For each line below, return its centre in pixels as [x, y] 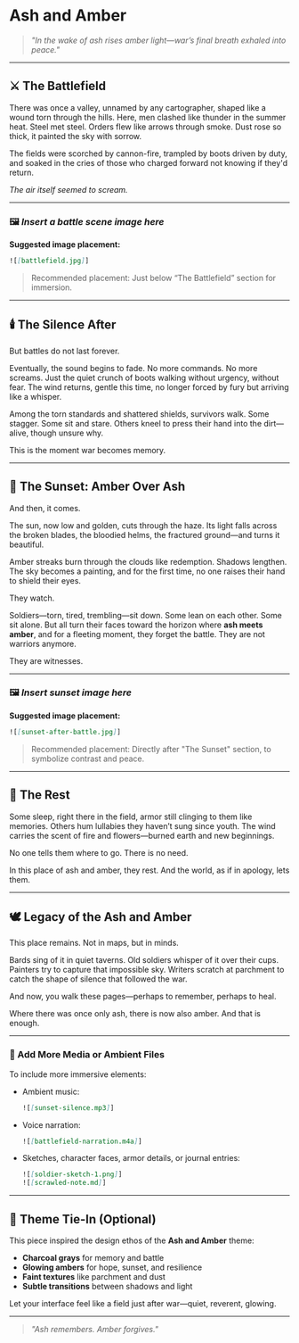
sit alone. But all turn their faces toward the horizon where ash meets [136, 625]
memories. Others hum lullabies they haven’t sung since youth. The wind [142, 825]
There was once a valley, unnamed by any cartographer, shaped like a [138, 107]
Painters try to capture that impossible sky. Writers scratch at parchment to [147, 970]
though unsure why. [67, 433]
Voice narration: [52, 1124]
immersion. [52, 287]
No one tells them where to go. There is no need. [99, 852]
